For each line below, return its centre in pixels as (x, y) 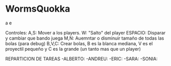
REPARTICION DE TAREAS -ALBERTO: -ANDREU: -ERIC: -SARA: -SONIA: (82, 58)
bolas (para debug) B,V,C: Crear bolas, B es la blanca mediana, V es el (79, 43)
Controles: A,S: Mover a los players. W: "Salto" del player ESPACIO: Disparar (86, 32)
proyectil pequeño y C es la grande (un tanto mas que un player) (73, 49)
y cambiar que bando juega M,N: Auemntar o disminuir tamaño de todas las (85, 38)
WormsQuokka (38, 9)
